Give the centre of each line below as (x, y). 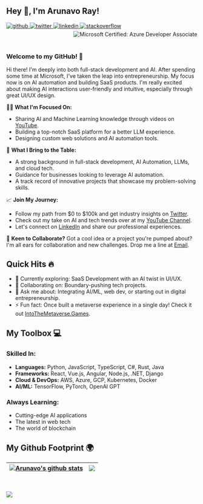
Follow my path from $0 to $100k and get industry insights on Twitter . (102, 214)
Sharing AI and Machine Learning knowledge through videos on (95, 119)
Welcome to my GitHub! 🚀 (45, 56)
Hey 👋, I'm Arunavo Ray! (53, 11)
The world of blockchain (45, 428)
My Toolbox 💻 (34, 334)
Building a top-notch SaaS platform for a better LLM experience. (95, 132)
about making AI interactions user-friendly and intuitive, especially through (99, 89)
